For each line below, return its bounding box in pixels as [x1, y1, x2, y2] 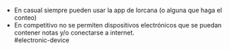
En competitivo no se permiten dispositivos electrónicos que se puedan [13, 21, 222, 29]
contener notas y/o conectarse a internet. [13, 28, 135, 37]
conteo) [13, 13, 37, 22]
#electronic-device [13, 36, 70, 44]
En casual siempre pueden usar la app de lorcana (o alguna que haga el [13, 6, 223, 14]
